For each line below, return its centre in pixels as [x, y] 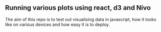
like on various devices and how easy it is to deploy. [57, 24]
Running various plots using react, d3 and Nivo [78, 8]
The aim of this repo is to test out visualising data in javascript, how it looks [81, 19]
